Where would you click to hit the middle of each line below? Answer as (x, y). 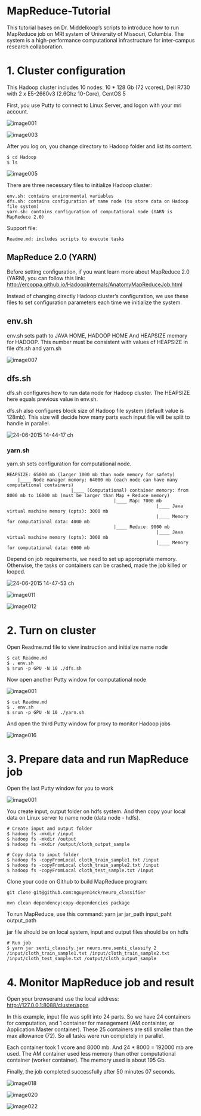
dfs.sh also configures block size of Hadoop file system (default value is (95, 411)
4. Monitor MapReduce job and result (101, 982)
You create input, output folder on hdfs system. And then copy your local (96, 811)
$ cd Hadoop (21, 157)
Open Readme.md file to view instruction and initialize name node (87, 647)
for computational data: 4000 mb (48, 522)
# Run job (19, 943)
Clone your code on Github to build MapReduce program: (77, 882)
